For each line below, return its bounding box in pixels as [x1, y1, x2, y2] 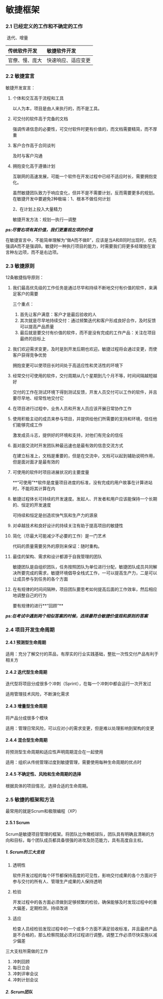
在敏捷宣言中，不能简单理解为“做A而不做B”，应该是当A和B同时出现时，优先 [5, 237, 157, 243]
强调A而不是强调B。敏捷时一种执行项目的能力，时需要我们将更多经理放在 [5, 243, 152, 249]
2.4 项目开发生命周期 [5, 627, 55, 633]
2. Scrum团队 [5, 989, 33, 995]
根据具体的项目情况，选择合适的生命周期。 [5, 783, 91, 789]
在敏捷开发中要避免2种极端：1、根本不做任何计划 [12, 196, 111, 201]
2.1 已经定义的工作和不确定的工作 [5, 23, 83, 30]
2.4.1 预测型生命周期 [5, 639, 47, 645]
